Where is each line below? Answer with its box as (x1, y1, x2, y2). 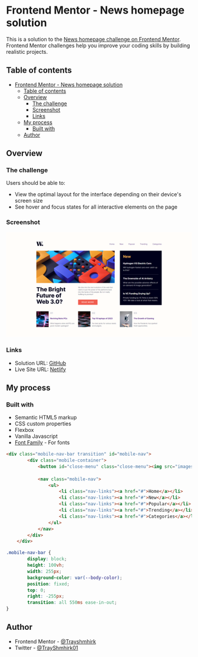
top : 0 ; (27, 587, 46, 593)
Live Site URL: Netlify (14, 366, 67, 373)
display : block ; (27, 556, 67, 562)
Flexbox (14, 427, 34, 434)
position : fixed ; (27, 581, 70, 587)
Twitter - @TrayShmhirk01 (14, 644, 78, 651)
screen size (14, 197, 43, 204)
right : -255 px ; (27, 593, 65, 600)
